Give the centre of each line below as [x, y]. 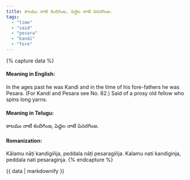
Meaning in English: [31, 74]
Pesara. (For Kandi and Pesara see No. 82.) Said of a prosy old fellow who [95, 94]
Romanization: [24, 140]
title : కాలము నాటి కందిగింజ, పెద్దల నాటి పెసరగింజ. [59, 11]
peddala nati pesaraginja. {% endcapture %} [60, 160]
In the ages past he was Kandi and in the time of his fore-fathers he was [93, 87]
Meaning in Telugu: [30, 113]
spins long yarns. [27, 99]
